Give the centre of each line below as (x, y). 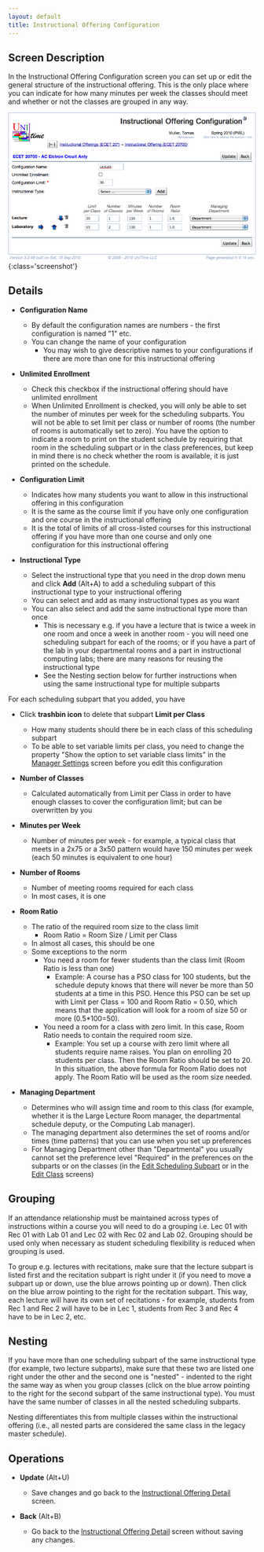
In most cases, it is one (68, 896)
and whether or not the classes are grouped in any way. (98, 101)
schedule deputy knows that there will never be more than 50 (154, 985)
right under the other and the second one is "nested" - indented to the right (130, 1377)
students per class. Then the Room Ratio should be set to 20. (154, 1060)
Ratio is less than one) (79, 968)
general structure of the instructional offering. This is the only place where (128, 85)
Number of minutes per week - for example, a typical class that (133, 840)
